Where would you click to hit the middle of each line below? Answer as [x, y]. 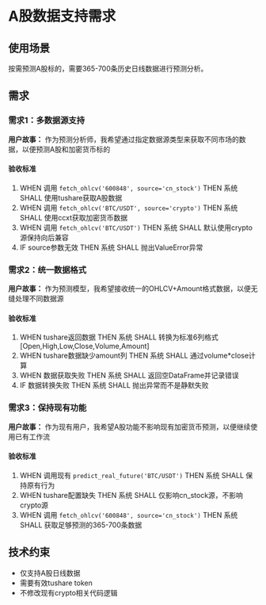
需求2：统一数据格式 [47, 270]
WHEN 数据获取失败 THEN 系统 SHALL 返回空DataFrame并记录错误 [129, 375]
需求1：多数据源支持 [47, 121]
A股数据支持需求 [62, 16]
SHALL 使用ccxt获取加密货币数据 [74, 217]
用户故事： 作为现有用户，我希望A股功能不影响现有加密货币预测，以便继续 [129, 427]
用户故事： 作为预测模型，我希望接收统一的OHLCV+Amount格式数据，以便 [129, 289]
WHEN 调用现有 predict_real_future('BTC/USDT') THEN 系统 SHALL [131, 475]
